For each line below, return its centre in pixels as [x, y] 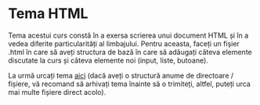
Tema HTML [48, 14]
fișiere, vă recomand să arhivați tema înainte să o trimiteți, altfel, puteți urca [129, 84]
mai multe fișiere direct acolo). [57, 92]
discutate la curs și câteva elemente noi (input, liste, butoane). [108, 60]
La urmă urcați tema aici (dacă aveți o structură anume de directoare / [121, 75]
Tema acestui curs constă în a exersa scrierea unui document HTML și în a [128, 35]
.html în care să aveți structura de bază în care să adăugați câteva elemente [130, 52]
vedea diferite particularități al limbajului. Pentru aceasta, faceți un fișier [124, 43]
